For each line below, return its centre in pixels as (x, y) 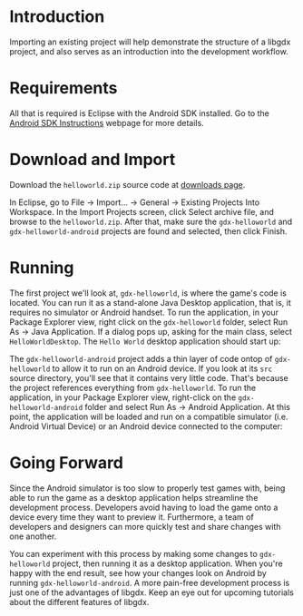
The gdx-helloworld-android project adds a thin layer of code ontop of (141, 358)
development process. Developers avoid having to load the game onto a (144, 507)
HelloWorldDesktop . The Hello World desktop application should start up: (145, 341)
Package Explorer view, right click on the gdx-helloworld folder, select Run (149, 322)
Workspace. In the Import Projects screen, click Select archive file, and (142, 211)
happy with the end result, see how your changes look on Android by (138, 572)
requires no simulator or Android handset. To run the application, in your (144, 312)
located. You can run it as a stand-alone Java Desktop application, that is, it (151, 302)
